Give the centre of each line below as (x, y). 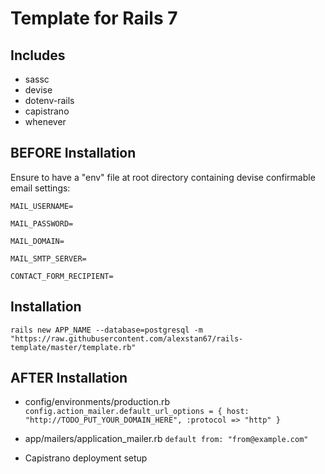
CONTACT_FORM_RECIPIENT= (62, 276)
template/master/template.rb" (73, 347)
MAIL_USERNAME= (42, 206)
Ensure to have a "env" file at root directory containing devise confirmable (163, 177)
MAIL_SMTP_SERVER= (48, 258)
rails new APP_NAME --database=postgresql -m (106, 330)
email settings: (40, 188)
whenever (45, 121)
